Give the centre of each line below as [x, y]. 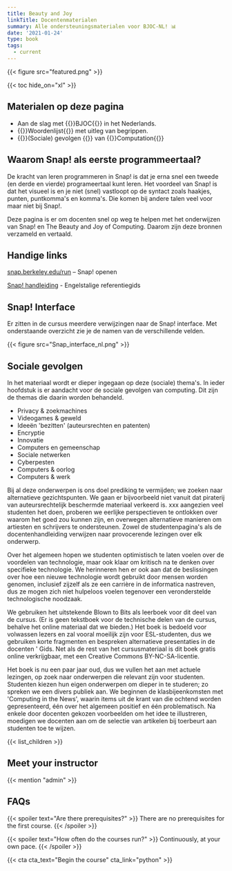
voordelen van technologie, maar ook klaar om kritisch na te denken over [111, 562]
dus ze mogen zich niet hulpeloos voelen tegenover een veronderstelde [109, 591]
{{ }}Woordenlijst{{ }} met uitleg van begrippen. [83, 130]
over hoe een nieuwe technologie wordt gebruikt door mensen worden [108, 576]
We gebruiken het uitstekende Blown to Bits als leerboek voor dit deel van [112, 612]
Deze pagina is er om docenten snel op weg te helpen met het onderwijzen [114, 219]
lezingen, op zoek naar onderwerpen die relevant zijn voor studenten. [106, 676]
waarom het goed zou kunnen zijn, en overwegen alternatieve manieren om [115, 519]
